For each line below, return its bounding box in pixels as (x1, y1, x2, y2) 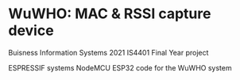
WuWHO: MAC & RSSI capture (8, 5, 211, 23)
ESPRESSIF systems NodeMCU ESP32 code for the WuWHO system (8, 63, 232, 72)
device (8, 21, 54, 40)
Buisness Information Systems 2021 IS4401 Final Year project (8, 48, 209, 57)
